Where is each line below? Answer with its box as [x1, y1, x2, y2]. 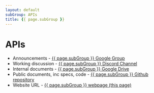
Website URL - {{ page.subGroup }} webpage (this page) [12, 82, 132, 88]
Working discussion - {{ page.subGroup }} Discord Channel [12, 61, 137, 67]
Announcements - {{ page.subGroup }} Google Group [12, 55, 125, 61]
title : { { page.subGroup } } [5, 17, 65, 22]
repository [12, 77, 35, 83]
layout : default [5, 7, 40, 13]
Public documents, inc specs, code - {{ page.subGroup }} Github [12, 71, 149, 77]
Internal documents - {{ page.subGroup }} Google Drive [12, 66, 130, 72]
